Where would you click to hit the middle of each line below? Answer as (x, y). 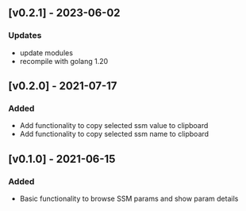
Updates (25, 36)
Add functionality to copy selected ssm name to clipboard (114, 134)
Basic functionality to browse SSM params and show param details (129, 199)
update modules (46, 53)
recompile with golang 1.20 (64, 61)
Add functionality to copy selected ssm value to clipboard (114, 126)
